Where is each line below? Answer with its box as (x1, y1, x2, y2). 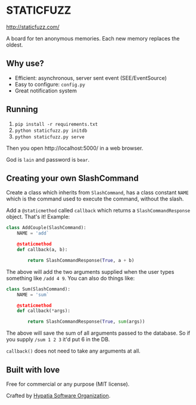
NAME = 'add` (17, 230, 49, 236)
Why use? (6, 58, 45, 69)
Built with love (6, 364, 60, 375)
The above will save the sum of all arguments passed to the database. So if (6, 329, 191, 337)
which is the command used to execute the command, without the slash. (6, 195, 184, 203)
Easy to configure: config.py (14, 81, 85, 88)
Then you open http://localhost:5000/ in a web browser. (6, 144, 144, 152)
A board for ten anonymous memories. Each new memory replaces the (6, 35, 180, 42)
